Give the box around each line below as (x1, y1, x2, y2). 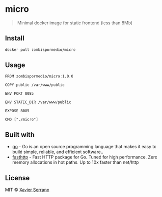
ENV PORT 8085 (5, 91, 34, 96)
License (5, 174, 30, 182)
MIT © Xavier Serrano (5, 187, 50, 193)
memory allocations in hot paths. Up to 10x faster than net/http (12, 159, 139, 165)
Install (5, 34, 25, 42)
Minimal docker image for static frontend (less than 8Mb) (17, 20, 133, 26)
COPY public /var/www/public (5, 82, 65, 87)
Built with (5, 130, 35, 139)
